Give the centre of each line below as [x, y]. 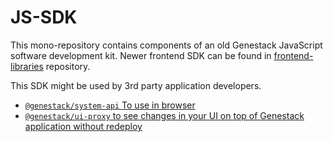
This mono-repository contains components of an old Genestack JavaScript [166, 45]
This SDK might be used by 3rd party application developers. [136, 85]
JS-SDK [44, 17]
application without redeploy [83, 126]
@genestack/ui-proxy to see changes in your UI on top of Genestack [164, 115]
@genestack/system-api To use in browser [110, 105]
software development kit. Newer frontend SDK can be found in [141, 55]
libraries [27, 66]
